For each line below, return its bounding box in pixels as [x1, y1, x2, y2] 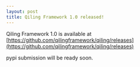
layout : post [6, 8, 38, 15]
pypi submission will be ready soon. [6, 54, 93, 61]
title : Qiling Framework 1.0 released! [6, 14, 105, 20]
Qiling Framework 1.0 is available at [6, 30, 92, 37]
